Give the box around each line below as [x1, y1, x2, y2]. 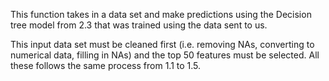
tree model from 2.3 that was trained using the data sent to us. [10, 19, 268, 31]
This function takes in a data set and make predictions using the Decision [10, 9, 312, 20]
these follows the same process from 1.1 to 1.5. [10, 60, 202, 71]
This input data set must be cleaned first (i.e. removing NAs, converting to [10, 39, 315, 50]
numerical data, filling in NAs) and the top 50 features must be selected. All [10, 49, 320, 61]
